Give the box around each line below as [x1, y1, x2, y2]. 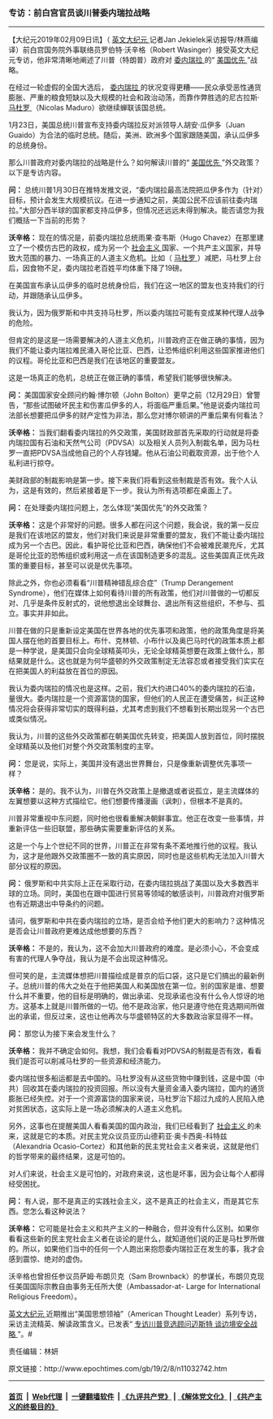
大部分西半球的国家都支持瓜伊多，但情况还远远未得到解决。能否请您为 [22, 205, 258, 215]
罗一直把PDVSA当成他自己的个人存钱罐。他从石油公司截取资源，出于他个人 [8, 448, 260, 458]
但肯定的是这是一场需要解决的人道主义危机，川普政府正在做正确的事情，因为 [8, 335, 265, 345]
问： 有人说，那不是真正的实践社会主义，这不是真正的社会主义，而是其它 [8, 1196, 253, 1206]
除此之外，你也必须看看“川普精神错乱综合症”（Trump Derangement [8, 578, 234, 588]
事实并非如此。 [22, 608, 73, 618]
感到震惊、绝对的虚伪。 [8, 1254, 87, 1264]
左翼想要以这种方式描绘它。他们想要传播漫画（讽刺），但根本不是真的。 [8, 796, 247, 806]
